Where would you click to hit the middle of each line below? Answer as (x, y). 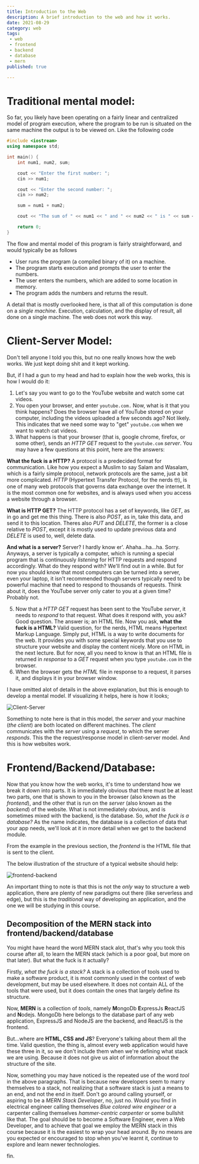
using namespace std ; (33, 146)
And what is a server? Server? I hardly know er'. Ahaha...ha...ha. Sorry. (93, 547)
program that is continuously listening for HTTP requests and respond (92, 559)
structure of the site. (32, 1063)
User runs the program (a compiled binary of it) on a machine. (91, 262)
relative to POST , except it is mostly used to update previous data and (92, 529)
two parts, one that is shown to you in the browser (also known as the (91, 797)
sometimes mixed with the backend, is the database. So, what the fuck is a (98, 815)
